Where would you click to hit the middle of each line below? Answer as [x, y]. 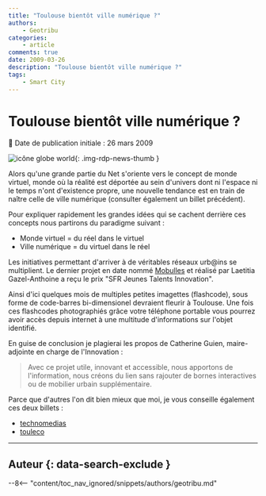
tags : [17, 75]
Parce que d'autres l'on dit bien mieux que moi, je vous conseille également [131, 400]
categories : [28, 38]
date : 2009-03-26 [37, 60]
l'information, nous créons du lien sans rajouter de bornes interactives [142, 376]
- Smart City [44, 82]
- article [39, 45]
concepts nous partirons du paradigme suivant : [86, 223]
